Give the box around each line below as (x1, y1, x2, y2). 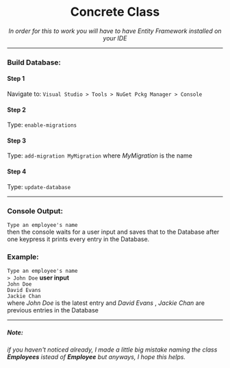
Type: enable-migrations (7, 121, 77, 129)
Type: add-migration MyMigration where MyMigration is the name (7, 151, 193, 160)
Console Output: (7, 206, 64, 216)
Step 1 (7, 75, 25, 83)
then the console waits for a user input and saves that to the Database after (7, 228, 220, 236)
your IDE (103, 34, 127, 42)
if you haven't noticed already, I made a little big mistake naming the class (7, 345, 218, 354)
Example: (7, 252, 39, 261)
